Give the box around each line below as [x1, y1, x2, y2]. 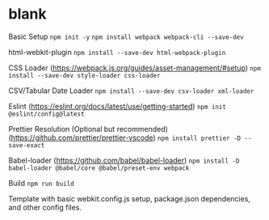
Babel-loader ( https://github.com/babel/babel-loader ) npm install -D [8, 155, 240, 165]
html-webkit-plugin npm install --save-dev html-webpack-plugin [8, 47, 226, 57]
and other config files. [8, 202, 82, 212]
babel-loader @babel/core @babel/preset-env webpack [8, 163, 190, 172]
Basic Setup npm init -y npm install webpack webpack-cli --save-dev [8, 32, 244, 41]
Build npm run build [8, 178, 74, 188]
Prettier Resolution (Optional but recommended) [8, 124, 168, 133]
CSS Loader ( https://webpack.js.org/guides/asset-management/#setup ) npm [8, 62, 261, 73]
